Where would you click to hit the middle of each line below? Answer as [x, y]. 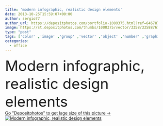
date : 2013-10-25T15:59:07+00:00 [39, 14]
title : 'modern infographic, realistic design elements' [64, 9]
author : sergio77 [23, 18]
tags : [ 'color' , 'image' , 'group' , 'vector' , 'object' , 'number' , [75, 37]
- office [18, 46]
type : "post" [18, 32]
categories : [17, 41]
